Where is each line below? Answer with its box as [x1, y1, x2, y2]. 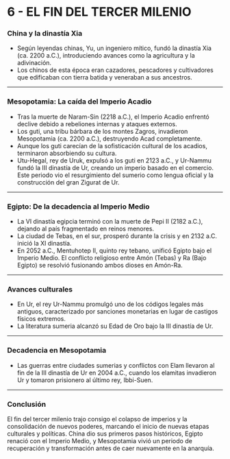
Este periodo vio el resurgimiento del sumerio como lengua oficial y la [16, 171, 214, 179]
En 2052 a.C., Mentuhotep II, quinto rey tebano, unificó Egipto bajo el [16, 246, 212, 255]
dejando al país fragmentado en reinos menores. [16, 224, 155, 233]
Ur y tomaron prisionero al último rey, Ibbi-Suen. [16, 375, 153, 384]
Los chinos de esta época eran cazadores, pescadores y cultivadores [16, 66, 214, 74]
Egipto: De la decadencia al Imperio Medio [7, 202, 150, 211]
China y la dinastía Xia [7, 29, 83, 38]
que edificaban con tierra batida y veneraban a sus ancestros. [16, 73, 193, 82]
